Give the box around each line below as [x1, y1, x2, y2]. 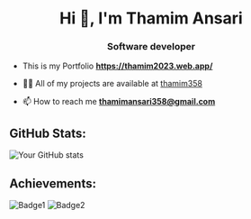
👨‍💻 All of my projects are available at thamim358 [22, 78, 202, 89]
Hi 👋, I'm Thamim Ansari [59, 8, 243, 29]
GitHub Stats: [9, 125, 87, 141]
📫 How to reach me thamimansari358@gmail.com [22, 96, 216, 107]
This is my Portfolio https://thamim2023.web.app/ [22, 60, 213, 71]
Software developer [106, 41, 196, 53]
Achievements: [9, 176, 97, 191]
